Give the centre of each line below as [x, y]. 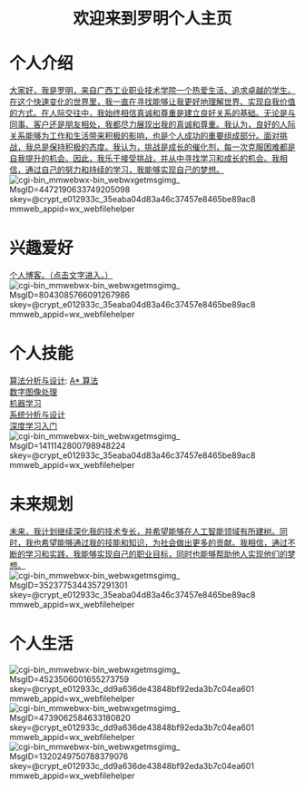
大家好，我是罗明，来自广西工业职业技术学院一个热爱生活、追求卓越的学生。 [152, 91]
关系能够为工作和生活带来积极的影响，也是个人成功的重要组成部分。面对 [144, 136]
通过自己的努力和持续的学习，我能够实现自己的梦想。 [124, 170]
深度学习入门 [33, 426]
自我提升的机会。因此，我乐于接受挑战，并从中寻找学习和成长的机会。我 [144, 159]
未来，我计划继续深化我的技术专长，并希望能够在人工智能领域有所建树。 [144, 531]
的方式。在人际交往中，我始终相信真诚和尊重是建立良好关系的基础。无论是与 [152, 113]
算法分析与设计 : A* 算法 [54, 380]
